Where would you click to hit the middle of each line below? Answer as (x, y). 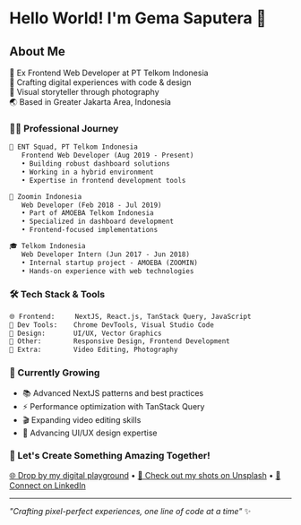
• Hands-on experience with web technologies (107, 271)
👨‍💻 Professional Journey (64, 128)
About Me (37, 52)
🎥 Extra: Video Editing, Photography (94, 350)
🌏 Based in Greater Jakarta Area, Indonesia (90, 102)
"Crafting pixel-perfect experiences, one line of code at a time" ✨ (130, 511)
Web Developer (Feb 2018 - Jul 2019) (92, 205)
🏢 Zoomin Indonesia (46, 196)
